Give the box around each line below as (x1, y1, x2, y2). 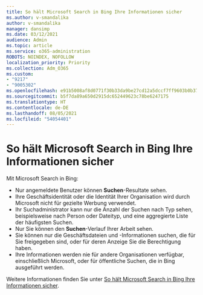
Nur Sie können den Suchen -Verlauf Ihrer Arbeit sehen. (14, 225, 154, 233)
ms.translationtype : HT (6, 99, 66, 105)
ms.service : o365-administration (6, 48, 91, 55)
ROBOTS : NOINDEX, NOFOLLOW (6, 54, 74, 60)
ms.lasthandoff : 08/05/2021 (6, 110, 77, 116)
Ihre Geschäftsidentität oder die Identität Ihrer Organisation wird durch (14, 193, 190, 201)
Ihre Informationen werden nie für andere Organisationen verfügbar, (14, 251, 184, 258)
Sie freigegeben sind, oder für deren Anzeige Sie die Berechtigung (14, 238, 181, 245)
